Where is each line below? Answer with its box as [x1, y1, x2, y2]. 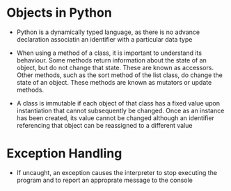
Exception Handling [6, 146, 122, 161]
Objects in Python [6, 5, 112, 21]
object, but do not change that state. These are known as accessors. [16, 63, 214, 72]
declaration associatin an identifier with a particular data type [16, 35, 193, 43]
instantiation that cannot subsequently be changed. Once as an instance [16, 106, 225, 115]
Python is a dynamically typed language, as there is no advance [16, 28, 200, 36]
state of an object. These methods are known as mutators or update [16, 78, 212, 86]
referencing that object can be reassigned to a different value [16, 121, 193, 129]
